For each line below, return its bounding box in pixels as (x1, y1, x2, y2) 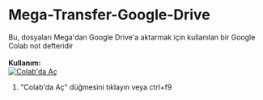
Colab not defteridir (8, 40, 74, 50)
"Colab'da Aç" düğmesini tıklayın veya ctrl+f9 (19, 82, 172, 92)
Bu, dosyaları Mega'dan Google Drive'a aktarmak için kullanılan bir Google (8, 32, 256, 42)
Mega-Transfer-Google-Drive (8, 6, 210, 24)
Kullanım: (8, 58, 41, 68)
